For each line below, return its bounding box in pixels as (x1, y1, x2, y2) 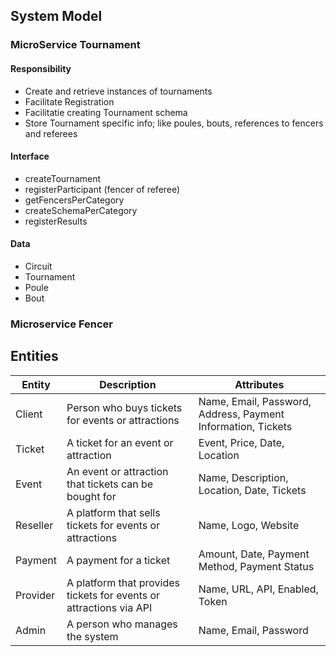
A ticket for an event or (66, 435, 174, 449)
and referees (24, 127, 78, 139)
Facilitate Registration (24, 95, 115, 108)
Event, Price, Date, (198, 435, 285, 449)
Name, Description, (198, 470, 289, 484)
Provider (15, 588, 56, 602)
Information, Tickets (198, 419, 293, 433)
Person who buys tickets (66, 400, 183, 414)
